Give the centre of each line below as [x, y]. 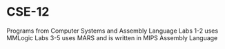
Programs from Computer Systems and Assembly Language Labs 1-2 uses [112, 31]
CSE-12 [28, 12]
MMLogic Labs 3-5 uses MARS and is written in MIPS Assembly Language [112, 37]
